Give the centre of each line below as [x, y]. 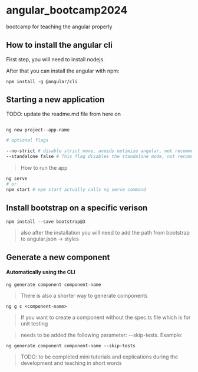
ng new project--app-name [38, 130]
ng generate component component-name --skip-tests [71, 346]
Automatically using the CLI [41, 272]
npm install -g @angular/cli [42, 81]
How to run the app [44, 168]
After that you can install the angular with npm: [63, 71]
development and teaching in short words [71, 363]
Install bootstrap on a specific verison [77, 208]
